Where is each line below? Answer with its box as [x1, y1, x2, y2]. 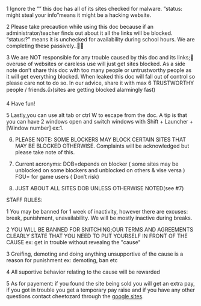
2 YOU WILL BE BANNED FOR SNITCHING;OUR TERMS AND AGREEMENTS [6, 226, 194, 233]
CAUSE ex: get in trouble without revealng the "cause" [6, 239, 141, 245]
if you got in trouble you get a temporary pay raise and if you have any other [6, 286, 196, 293]
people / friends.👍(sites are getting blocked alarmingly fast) [6, 86, 156, 93]
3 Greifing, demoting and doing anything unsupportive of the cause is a [6, 250, 184, 257]
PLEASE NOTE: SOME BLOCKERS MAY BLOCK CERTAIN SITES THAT [14, 136, 187, 143]
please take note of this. [14, 149, 75, 155]
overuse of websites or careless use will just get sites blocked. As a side [6, 60, 185, 67]
